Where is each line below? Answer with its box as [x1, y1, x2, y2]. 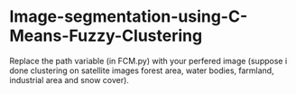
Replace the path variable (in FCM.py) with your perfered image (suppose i [9, 55, 288, 66]
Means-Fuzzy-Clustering [9, 25, 203, 46]
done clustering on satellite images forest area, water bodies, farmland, [9, 65, 274, 76]
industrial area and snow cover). [9, 74, 129, 85]
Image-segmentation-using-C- [9, 6, 248, 27]
